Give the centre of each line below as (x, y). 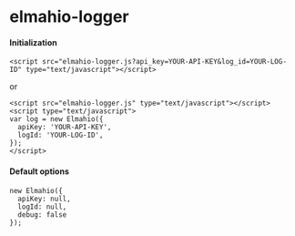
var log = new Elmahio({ (56, 119)
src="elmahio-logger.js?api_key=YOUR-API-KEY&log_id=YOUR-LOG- (164, 62)
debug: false (42, 215)
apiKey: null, (44, 199)
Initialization (33, 42)
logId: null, (42, 207)
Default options (40, 171)
